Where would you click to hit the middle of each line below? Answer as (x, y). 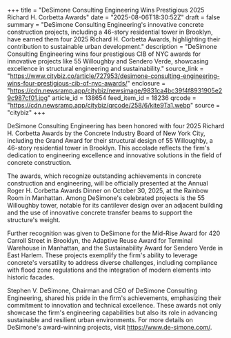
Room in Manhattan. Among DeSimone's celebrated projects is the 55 (106, 198)
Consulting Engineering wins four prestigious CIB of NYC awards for (104, 54)
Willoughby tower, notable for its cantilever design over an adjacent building (115, 205)
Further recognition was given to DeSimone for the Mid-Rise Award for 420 (114, 233)
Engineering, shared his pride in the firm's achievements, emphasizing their (114, 298)
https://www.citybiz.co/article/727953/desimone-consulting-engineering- (115, 76)
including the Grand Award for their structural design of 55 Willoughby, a (110, 140)
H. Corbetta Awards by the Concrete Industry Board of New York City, (106, 133)
